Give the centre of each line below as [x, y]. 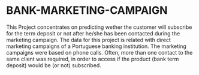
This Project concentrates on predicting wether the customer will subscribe [99, 27]
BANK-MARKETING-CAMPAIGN [87, 10]
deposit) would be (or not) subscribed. [54, 65]
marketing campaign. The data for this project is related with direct [88, 40]
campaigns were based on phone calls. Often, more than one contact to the [99, 52]
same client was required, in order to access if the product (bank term [93, 59]
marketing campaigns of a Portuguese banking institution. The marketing [97, 46]
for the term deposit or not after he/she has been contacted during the [93, 33]
